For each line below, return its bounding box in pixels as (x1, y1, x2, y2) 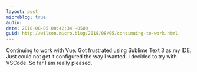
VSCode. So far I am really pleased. (6, 60, 93, 67)
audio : (6, 19, 22, 25)
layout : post (6, 8, 38, 15)
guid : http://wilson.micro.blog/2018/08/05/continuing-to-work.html (6, 31, 178, 37)
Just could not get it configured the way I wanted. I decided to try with (6, 53, 177, 60)
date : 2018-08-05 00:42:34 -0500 (6, 25, 88, 31)
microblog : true (6, 14, 46, 20)
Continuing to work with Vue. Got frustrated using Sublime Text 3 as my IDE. (6, 47, 192, 54)
